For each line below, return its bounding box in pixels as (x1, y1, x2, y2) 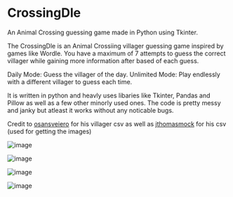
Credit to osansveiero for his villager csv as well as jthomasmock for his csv (7, 119, 227, 128)
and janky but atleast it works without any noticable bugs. (7, 106, 174, 114)
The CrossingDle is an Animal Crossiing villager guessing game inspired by (7, 41, 224, 50)
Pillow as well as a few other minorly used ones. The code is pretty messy (7, 98, 221, 107)
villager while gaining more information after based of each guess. (7, 56, 199, 64)
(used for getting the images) (7, 127, 92, 135)
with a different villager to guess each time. (7, 77, 133, 86)
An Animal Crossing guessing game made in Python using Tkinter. (7, 28, 199, 36)
